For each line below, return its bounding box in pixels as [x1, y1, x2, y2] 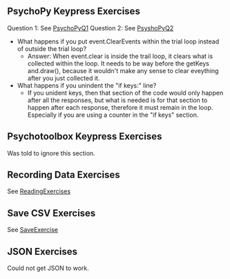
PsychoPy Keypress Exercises [7, 6, 140, 17]
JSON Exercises [7, 245, 78, 258]
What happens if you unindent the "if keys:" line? [17, 81, 157, 89]
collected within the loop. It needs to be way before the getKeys [27, 59, 209, 68]
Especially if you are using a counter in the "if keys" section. [27, 110, 199, 119]
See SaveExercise [7, 226, 59, 234]
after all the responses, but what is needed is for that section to [27, 96, 208, 104]
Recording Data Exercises [7, 169, 121, 181]
